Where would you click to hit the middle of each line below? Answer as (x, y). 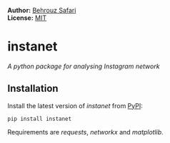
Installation (33, 89)
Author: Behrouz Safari (42, 10)
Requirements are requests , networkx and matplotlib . (86, 132)
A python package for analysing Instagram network (84, 66)
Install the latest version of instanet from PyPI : (75, 105)
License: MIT (27, 18)
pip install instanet (40, 119)
